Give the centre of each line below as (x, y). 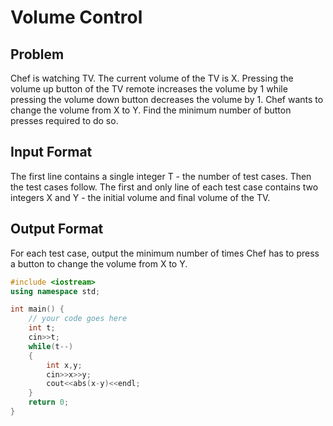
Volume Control (76, 17)
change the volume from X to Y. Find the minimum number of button (151, 110)
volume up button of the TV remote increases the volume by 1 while (149, 89)
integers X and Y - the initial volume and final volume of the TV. (140, 197)
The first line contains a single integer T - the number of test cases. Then (161, 176)
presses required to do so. (64, 120)
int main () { (37, 309)
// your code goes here (78, 319)
